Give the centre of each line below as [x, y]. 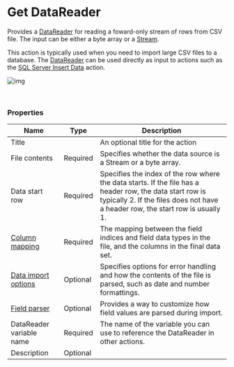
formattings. [120, 293]
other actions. [122, 342]
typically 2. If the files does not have [159, 200]
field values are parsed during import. [161, 313]
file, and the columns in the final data [160, 247]
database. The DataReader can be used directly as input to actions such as [115, 59]
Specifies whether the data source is [160, 154]
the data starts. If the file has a [150, 182]
